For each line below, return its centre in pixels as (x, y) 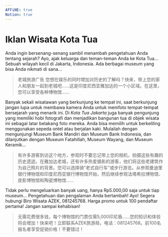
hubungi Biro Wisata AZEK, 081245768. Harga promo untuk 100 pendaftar (81, 201)
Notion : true (19, 15)
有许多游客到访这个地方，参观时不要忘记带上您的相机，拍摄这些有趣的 (90, 155)
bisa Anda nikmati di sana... (34, 69)
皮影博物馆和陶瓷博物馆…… (46, 180)
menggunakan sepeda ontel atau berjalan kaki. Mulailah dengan (71, 129)
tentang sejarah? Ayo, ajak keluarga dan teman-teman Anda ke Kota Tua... (82, 59)
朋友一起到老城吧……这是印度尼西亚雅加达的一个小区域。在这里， (94, 86)
